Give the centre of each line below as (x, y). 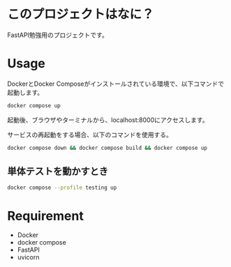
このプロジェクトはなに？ (81, 14)
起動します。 (25, 92)
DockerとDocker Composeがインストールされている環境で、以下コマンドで (116, 84)
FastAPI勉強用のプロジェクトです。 (58, 35)
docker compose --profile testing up (62, 188)
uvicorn (28, 257)
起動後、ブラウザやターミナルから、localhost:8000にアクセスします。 (108, 120)
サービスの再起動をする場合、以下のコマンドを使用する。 (90, 135)
